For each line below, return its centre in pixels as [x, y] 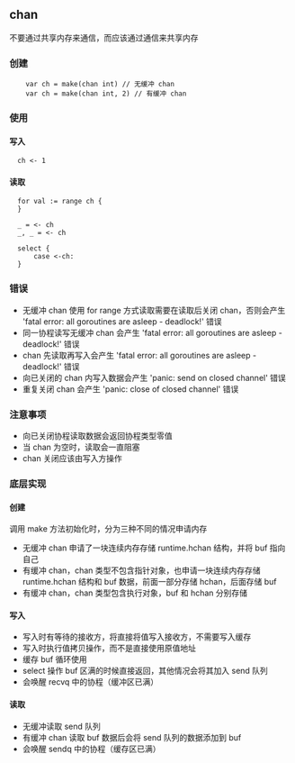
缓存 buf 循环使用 [54, 659]
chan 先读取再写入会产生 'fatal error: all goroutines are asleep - [139, 355]
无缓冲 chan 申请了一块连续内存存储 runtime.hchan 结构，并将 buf [145, 548]
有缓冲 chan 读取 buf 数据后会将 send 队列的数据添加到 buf [132, 737]
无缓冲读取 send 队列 [62, 726]
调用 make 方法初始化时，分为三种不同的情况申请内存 [108, 529]
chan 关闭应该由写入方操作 [72, 459]
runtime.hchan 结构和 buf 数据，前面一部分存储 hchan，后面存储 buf [149, 582]
